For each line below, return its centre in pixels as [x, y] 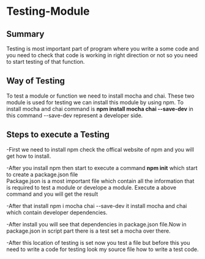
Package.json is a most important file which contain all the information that [100, 181]
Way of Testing [36, 81]
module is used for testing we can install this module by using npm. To [95, 102]
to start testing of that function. [46, 62]
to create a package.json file [42, 174]
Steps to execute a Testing [58, 135]
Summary [25, 34]
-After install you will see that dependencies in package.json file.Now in [96, 224]
